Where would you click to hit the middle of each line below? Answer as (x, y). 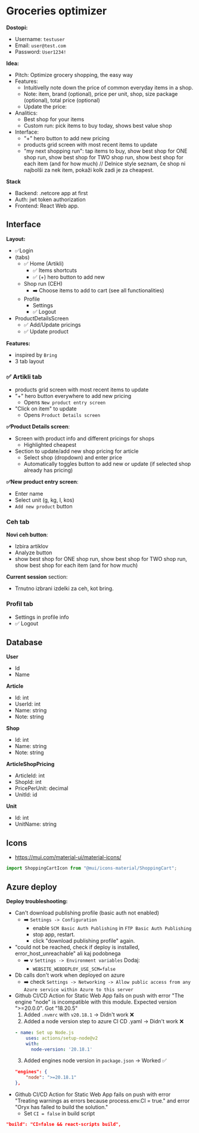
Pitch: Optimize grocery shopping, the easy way (74, 75)
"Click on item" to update (46, 409)
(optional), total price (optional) (62, 100)
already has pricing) (48, 470)
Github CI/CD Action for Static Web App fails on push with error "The (99, 995)
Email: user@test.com (41, 45)
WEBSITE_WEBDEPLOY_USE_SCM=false (74, 969)
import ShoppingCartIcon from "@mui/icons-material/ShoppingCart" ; (92, 868)
